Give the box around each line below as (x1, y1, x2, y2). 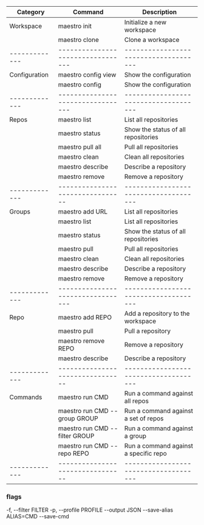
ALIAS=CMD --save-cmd (6, 513, 70, 520)
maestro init (58, 22, 92, 30)
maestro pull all (58, 143, 102, 151)
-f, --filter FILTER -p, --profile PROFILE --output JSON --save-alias (6, 506, 174, 513)
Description (142, 8, 177, 16)
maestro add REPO (58, 313, 112, 321)
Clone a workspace (124, 36, 180, 44)
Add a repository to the (124, 310, 190, 318)
